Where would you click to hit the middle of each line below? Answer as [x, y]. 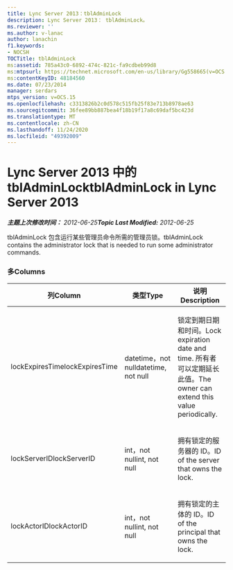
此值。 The [195, 379]
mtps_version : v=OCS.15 [42, 98]
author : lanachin [32, 40]
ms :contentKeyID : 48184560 [46, 78]
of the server [199, 460]
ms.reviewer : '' [31, 26]
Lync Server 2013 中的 [72, 172]
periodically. [198, 415]
